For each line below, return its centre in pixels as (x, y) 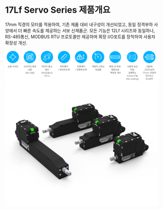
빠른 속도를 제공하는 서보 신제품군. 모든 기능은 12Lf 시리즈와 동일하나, (89, 30)
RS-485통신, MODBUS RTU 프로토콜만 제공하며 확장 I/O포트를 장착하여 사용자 (80, 37)
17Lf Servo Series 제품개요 (58, 10)
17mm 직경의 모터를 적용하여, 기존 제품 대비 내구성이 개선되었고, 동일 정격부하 (79, 24)
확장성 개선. (16, 42)
